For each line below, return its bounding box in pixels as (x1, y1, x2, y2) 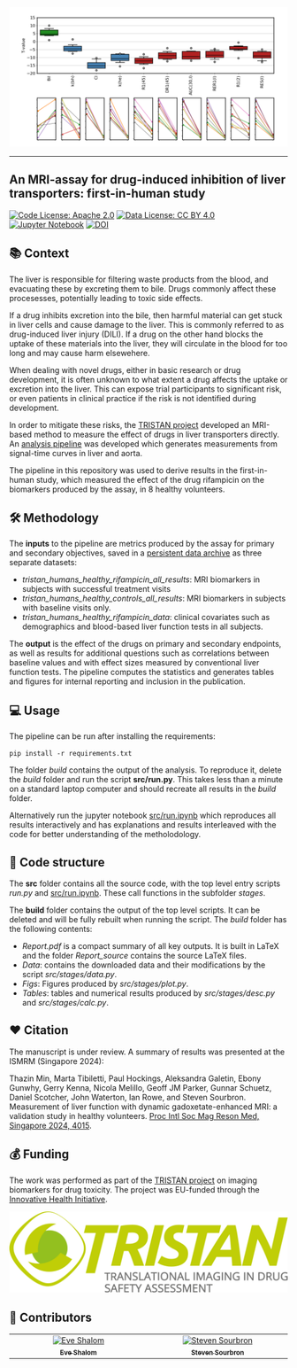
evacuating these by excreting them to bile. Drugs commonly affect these (9, 283, 277, 294)
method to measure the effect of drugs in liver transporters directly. (34, 429, 280, 439)
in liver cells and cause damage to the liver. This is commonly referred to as (9, 319, 285, 330)
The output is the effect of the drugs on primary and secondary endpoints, (9, 639, 282, 649)
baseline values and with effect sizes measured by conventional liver (9, 657, 260, 668)
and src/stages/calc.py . (21, 998, 109, 1008)
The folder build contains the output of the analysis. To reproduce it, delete (9, 765, 283, 775)
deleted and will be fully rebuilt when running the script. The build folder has (9, 914, 287, 925)
